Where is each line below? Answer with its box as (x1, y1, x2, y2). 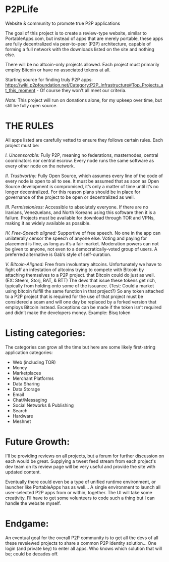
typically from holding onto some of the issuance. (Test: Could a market (5, 282, 154, 289)
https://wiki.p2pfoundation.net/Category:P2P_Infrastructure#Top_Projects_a (5, 82, 163, 88)
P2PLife (5, 4, 39, 15)
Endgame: (5, 517, 49, 529)
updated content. (5, 469, 41, 475)
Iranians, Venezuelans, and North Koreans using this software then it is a (5, 209, 156, 215)
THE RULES (5, 120, 54, 132)
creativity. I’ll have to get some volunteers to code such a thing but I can (5, 495, 155, 501)
